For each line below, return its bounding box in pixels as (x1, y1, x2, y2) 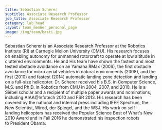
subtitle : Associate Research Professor (5, 12, 89, 16)
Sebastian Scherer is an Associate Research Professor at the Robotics (5, 43, 145, 49)
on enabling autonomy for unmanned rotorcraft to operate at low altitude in (5, 53, 155, 59)
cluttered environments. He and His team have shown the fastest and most (5, 59, 155, 64)
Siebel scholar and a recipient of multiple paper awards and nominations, (5, 89, 152, 95)
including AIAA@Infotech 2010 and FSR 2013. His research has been (5, 95, 143, 100)
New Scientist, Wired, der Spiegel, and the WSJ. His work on (5, 105, 127, 111)
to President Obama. (5, 120, 46, 126)
